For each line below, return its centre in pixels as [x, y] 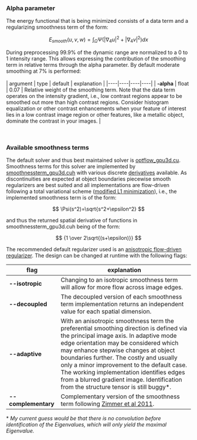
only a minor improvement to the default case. [124, 365]
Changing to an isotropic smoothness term [119, 280]
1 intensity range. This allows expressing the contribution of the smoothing [96, 58]
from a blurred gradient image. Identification [122, 380]
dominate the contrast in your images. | [53, 121]
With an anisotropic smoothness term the [117, 321]
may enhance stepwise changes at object [118, 350]
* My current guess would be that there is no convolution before [84, 418]
